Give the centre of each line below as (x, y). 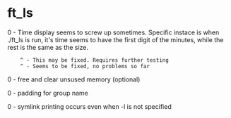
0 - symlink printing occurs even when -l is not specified (89, 106)
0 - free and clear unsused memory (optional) (74, 79)
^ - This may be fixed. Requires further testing (95, 60)
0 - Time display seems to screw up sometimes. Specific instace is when (113, 32)
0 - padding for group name (48, 93)
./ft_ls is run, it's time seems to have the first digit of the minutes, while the (115, 39)
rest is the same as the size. (48, 47)
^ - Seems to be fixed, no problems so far (85, 66)
